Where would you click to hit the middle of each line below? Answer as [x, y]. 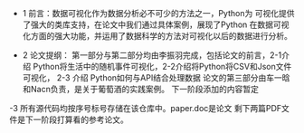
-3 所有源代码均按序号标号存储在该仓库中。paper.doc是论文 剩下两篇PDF [146, 108]
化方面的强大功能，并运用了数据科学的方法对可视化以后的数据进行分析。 [157, 36]
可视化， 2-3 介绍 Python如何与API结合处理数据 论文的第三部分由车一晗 [156, 78]
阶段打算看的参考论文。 [84, 119]
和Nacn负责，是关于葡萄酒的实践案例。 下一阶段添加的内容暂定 [141, 89]
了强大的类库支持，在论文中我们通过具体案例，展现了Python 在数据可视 [156, 24]
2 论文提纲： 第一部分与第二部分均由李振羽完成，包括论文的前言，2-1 [152, 55]
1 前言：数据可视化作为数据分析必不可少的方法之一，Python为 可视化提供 [158, 13]
